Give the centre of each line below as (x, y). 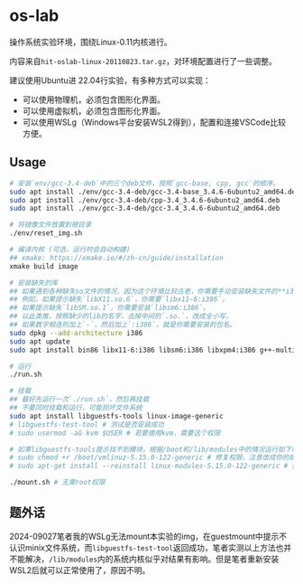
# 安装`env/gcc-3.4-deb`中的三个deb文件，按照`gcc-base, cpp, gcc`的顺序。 (145, 183)
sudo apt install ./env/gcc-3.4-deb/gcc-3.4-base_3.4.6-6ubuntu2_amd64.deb (155, 192)
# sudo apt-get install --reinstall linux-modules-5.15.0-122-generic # (149, 466)
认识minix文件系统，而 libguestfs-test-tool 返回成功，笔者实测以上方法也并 (151, 547)
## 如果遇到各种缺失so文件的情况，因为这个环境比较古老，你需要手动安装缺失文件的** (148, 291)
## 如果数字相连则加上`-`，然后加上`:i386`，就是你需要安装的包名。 (123, 325)
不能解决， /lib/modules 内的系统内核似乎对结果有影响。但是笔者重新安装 (144, 559)
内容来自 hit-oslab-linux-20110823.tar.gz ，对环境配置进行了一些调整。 (143, 61)
